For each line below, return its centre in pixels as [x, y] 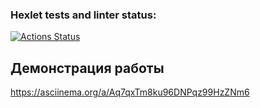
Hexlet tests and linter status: [83, 15]
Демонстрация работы [87, 68]
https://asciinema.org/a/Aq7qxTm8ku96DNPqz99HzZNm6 [130, 92]
